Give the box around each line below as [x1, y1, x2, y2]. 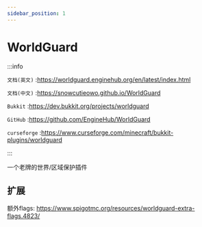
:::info [7, 62, 23, 70]
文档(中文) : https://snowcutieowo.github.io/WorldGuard [7, 88, 161, 96]
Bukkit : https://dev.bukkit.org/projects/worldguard [7, 102, 149, 110]
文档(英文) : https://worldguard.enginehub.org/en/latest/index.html [7, 75, 191, 83]
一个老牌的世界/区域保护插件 [7, 163, 88, 171]
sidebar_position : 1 [7, 10, 66, 17]
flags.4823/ [7, 212, 40, 220]
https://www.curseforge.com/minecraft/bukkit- [40, 128, 174, 137]
